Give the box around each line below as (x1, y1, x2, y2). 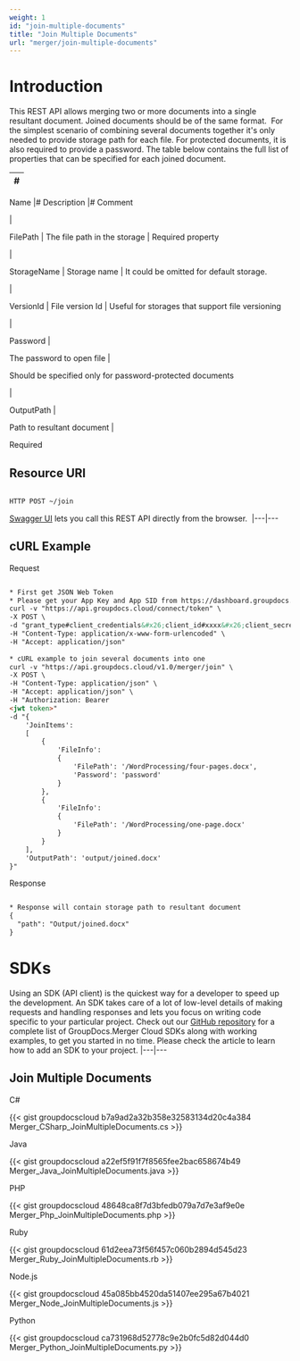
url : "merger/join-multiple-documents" (9, 38, 158, 47)
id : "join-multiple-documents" (9, 21, 126, 30)
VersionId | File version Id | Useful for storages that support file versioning (9, 301, 281, 312)
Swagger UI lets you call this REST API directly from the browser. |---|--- (9, 513, 279, 524)
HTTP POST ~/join (9, 497, 74, 506)
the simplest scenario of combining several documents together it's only (9, 125, 275, 136)
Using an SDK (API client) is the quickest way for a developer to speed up (9, 987, 279, 998)
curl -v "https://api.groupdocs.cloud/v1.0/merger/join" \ (9, 662, 234, 671)
